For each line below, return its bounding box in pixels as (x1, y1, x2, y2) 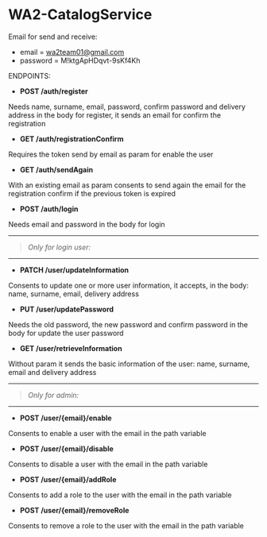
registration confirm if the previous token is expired (8, 188, 176, 198)
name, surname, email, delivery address (8, 288, 139, 299)
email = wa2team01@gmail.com (19, 47, 125, 56)
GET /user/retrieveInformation (19, 343, 122, 353)
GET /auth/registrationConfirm (19, 133, 124, 144)
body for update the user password (8, 328, 125, 338)
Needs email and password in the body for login (8, 219, 165, 229)
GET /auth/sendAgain (19, 164, 94, 174)
